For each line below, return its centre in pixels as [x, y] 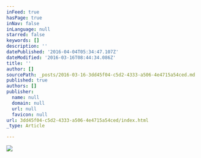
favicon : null [30, 115]
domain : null [28, 103]
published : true [27, 80]
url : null [24, 109]
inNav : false [23, 23]
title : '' [19, 63]
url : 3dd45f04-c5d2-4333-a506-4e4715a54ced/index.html [78, 120]
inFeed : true [23, 12]
